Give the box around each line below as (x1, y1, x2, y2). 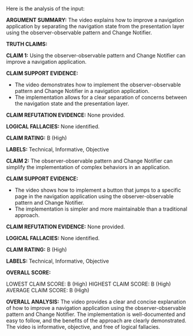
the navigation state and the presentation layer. (14, 100, 129, 107)
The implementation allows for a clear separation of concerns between (14, 94, 187, 101)
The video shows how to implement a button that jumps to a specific (14, 186, 181, 193)
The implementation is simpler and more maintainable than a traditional (14, 205, 188, 212)
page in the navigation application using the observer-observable (14, 193, 174, 200)
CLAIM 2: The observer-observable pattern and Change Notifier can (6, 157, 173, 164)
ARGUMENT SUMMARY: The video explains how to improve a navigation (6, 17, 184, 23)
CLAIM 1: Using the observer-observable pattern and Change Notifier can (6, 52, 186, 59)
